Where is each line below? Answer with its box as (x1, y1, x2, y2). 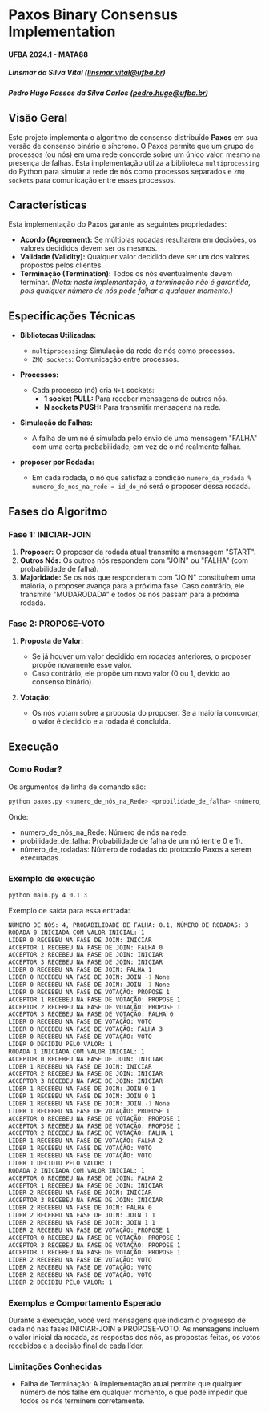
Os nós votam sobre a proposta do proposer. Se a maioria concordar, (31, 708, 260, 718)
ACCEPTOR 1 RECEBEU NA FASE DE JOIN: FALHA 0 (8, 943, 163, 952)
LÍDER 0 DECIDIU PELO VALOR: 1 (8, 1040, 113, 1048)
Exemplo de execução (8, 872, 96, 884)
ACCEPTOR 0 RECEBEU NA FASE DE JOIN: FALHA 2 (8, 1174, 163, 1182)
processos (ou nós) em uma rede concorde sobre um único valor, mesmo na (8, 150, 261, 159)
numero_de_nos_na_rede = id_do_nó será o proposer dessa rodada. (31, 482, 251, 491)
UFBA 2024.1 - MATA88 (8, 50, 89, 59)
